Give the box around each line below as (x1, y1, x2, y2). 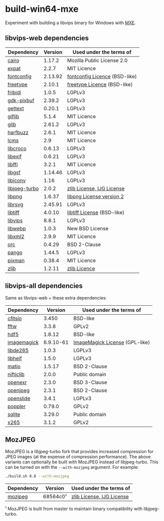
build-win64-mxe (5, 3, 79, 15)
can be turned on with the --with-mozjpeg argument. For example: (5, 464, 139, 470)
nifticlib (7, 371, 25, 378)
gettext (7, 105, 24, 112)
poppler (7, 403, 26, 410)
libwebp (7, 225, 26, 232)
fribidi (7, 89, 21, 96)
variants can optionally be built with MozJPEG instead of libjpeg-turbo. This (5, 459, 159, 465)
